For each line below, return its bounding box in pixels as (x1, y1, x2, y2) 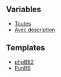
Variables (6, 5, 42, 14)
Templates (6, 43, 45, 53)
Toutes (14, 20, 31, 27)
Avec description (14, 26, 55, 33)
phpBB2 (14, 58, 34, 65)
